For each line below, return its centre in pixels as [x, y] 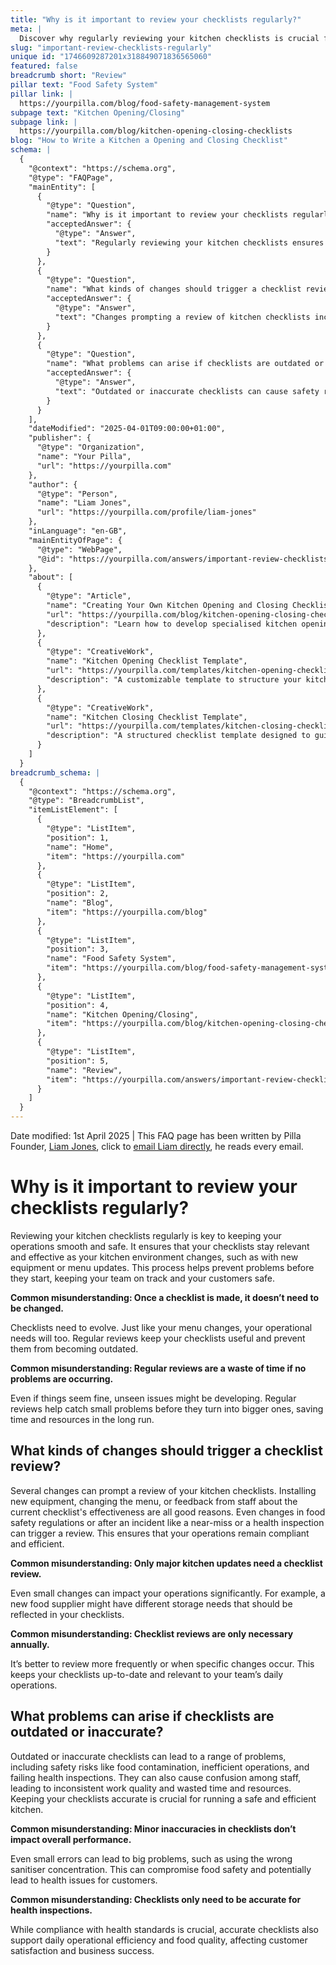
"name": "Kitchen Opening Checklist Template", [147, 661]
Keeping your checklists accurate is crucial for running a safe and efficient [163, 1798]
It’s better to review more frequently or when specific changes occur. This [162, 1663]
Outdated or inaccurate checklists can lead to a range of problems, [148, 1756]
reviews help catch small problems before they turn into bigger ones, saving [167, 1408]
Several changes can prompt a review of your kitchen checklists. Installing [163, 1490]
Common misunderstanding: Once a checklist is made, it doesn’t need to [165, 1297]
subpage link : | [44, 122]
